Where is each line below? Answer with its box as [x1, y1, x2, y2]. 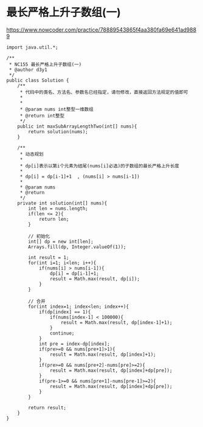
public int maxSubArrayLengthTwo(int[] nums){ [17, 123, 137, 130]
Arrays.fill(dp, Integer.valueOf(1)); [28, 244, 126, 250]
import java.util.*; [6, 44, 59, 50]
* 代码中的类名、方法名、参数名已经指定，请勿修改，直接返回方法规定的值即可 [19, 89, 188, 95]
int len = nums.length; [28, 205, 88, 212]
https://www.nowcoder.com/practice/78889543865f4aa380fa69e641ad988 [6, 26, 196, 33]
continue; [49, 330, 75, 336]
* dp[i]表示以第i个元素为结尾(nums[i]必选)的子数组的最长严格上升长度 [19, 162, 179, 169]
